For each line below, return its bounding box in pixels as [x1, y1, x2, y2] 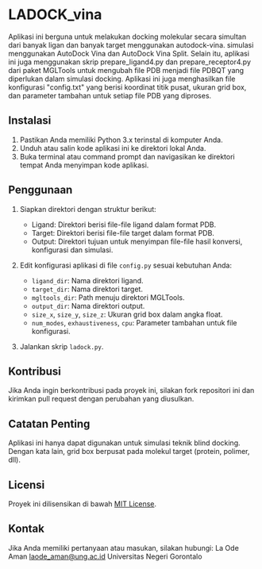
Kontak [8, 522, 45, 536]
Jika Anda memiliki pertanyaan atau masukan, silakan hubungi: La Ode [8, 543, 240, 552]
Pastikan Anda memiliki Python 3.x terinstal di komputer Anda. [19, 135, 224, 144]
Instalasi [8, 113, 52, 128]
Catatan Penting [8, 417, 91, 430]
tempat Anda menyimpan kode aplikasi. [19, 160, 149, 170]
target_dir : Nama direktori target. [31, 284, 143, 294]
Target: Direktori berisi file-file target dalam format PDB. [31, 228, 214, 237]
